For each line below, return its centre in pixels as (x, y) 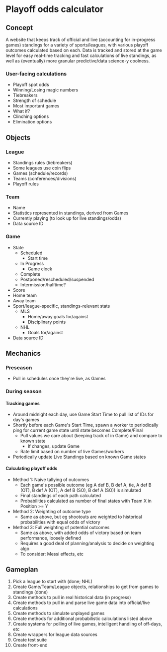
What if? (21, 111)
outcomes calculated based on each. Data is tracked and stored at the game (84, 50)
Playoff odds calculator (55, 9)
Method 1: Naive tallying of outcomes (51, 479)
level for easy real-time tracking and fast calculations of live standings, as (81, 55)
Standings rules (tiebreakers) (42, 162)
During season (24, 392)
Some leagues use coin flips (42, 168)
